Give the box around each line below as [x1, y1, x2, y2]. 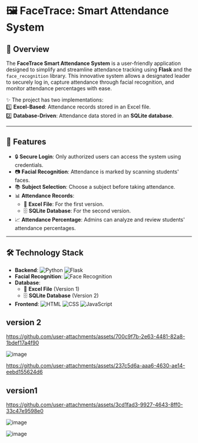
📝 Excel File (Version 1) [23, 285, 80, 292]
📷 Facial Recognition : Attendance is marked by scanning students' [14, 168, 179, 175]
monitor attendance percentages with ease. [6, 85, 112, 91]
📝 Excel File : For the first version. [23, 201, 104, 208]
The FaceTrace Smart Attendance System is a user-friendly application [6, 60, 181, 67]
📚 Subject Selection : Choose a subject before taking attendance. [14, 183, 176, 190]
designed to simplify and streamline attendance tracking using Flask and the [6, 66, 192, 73]
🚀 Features [6, 137, 47, 147]
